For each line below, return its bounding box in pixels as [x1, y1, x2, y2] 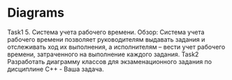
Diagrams [7, 5, 65, 21]
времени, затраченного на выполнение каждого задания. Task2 [7, 50, 199, 58]
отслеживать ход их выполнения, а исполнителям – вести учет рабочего [7, 42, 226, 51]
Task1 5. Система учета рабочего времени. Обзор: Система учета [7, 28, 205, 36]
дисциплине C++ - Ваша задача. [7, 65, 105, 73]
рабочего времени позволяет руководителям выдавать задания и [7, 35, 205, 43]
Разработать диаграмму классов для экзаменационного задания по [7, 57, 212, 65]
